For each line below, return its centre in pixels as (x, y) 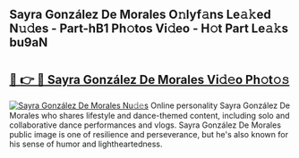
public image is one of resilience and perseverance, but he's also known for (149, 134)
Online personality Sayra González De (221, 105)
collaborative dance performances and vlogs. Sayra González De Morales (145, 125)
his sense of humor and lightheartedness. (86, 144)
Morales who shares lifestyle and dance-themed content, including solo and (149, 116)
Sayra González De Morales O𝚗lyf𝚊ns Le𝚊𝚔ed (140, 15)
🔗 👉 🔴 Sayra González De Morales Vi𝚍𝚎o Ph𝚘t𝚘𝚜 (149, 79)
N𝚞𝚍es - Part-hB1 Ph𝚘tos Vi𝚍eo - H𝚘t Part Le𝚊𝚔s (149, 29)
